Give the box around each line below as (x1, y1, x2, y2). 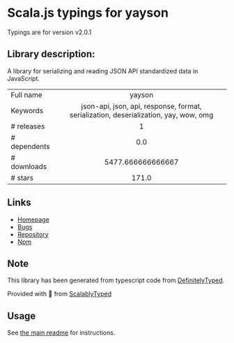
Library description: (7, 48, 95, 60)
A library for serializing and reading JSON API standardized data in (7, 66, 198, 75)
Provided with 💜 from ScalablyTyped (7, 290, 112, 298)
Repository (17, 230, 49, 238)
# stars (10, 173, 33, 182)
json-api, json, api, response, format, (81, 101, 202, 111)
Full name (10, 89, 43, 99)
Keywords (10, 105, 44, 115)
